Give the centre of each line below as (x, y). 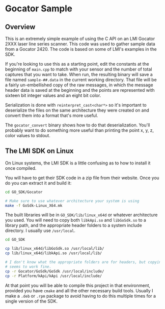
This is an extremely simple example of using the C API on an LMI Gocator (80, 39)
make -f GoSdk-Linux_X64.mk (34, 205)
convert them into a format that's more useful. (52, 116)
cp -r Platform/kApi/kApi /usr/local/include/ (54, 276)
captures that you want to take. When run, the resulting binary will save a (79, 74)
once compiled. (21, 168)
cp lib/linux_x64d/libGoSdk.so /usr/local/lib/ (55, 249)
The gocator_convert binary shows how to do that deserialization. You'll (78, 125)
